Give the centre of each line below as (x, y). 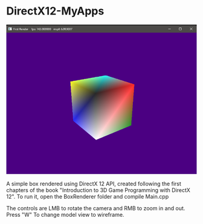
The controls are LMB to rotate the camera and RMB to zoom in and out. (96, 208)
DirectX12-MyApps (55, 11)
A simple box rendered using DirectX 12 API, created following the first (94, 184)
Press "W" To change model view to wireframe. (65, 215)
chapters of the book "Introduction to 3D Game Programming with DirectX (98, 190)
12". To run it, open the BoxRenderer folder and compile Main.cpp (88, 197)
